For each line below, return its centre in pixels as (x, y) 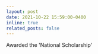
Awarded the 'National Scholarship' (49, 45)
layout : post (22, 12)
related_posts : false (33, 28)
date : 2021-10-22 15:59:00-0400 (46, 17)
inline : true (22, 23)
